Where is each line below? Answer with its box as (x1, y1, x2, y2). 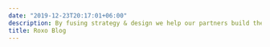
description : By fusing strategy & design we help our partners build (8, 19, 250, 27)
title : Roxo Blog (8, 26, 67, 34)
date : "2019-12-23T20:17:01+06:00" (8, 11, 128, 20)
